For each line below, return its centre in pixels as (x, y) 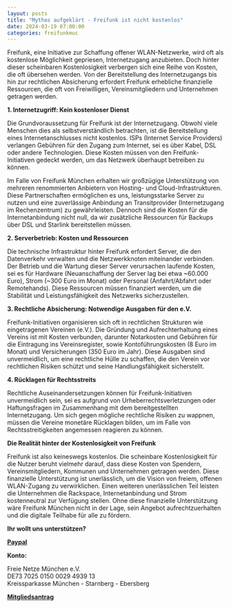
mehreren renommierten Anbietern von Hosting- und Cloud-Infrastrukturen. (114, 188)
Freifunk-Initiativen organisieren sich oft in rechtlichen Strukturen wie (105, 323)
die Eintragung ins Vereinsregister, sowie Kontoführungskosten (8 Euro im (112, 344)
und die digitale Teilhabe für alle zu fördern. (69, 515)
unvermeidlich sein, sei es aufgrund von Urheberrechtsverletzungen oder (111, 401)
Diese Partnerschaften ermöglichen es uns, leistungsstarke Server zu (106, 196)
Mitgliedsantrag (30, 597)
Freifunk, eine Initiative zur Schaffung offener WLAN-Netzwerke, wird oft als (115, 53)
